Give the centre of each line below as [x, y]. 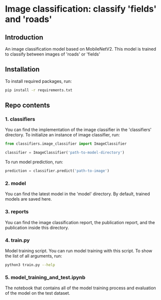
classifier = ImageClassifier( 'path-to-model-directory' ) [65, 153]
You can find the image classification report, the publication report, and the [80, 222]
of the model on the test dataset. [38, 293]
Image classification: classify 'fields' [81, 9]
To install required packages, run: [38, 81]
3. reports [17, 212]
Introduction [24, 37]
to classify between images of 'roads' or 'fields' [53, 54]
